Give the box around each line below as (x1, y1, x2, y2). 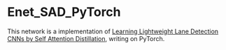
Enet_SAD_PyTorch (7, 4, 121, 20)
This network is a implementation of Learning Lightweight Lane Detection (7, 27, 219, 35)
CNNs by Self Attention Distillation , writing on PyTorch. (7, 34, 165, 42)
